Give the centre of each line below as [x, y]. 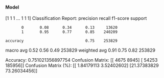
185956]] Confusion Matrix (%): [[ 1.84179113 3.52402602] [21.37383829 [82, 65]
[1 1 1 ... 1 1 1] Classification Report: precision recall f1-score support [76, 18]
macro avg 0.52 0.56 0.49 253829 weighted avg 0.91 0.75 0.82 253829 [80, 50]
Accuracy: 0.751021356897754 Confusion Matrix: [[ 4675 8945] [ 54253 [81, 60]
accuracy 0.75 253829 [61, 41]
